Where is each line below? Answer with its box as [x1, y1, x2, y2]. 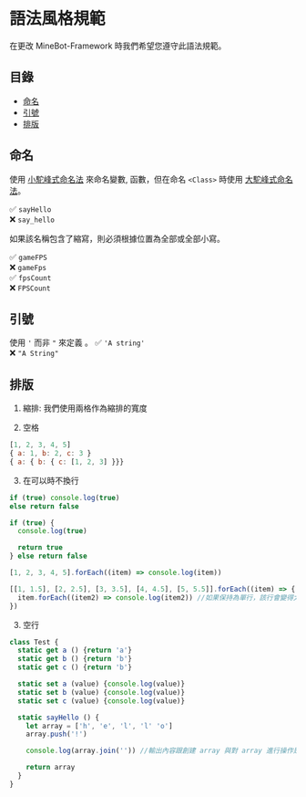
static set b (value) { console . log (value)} [17, 687, 185, 697]
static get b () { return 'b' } [17, 655, 132, 664]
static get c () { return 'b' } [17, 663, 132, 672]
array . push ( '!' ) [25, 729, 88, 739]
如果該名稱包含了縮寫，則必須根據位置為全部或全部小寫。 [9, 233, 225, 244]
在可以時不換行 [22, 475, 79, 486]
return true [17, 543, 64, 552]
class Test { [9, 637, 59, 646]
